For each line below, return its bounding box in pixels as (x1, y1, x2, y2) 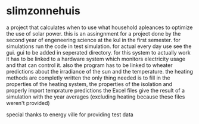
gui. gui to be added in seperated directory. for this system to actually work (6, 49, 191, 56)
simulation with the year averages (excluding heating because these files (6, 93, 185, 100)
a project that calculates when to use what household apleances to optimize (6, 24, 193, 31)
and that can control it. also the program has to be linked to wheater (6, 61, 173, 69)
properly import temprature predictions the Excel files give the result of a (6, 87, 185, 94)
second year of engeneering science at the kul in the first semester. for (6, 36, 181, 43)
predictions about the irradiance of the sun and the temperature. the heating (6, 68, 194, 75)
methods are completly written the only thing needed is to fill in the (6, 74, 171, 81)
